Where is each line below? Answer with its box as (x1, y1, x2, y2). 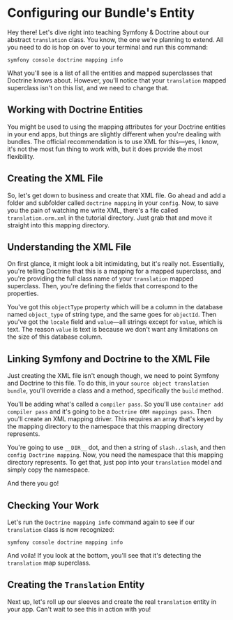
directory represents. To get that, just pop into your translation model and (7, 458, 222, 467)
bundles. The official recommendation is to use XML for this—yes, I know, (7, 137, 219, 146)
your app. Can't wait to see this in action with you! (7, 605, 151, 613)
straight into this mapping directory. (7, 220, 110, 229)
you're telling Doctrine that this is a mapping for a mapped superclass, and (7, 267, 222, 276)
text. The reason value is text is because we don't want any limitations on (7, 325, 218, 334)
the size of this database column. (7, 332, 103, 341)
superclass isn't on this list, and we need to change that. (7, 83, 170, 92)
